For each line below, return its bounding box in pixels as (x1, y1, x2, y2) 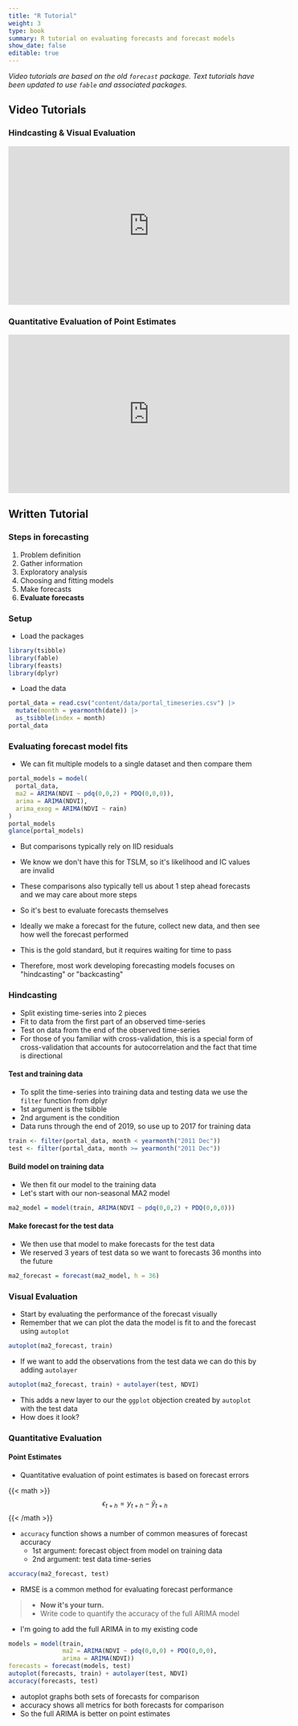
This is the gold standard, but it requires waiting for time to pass (19, 946, 232, 955)
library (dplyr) (8, 669, 59, 677)
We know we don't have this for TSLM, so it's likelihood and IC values (19, 857, 251, 867)
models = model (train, (8, 1640, 84, 1648)
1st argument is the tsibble (19, 1104, 107, 1114)
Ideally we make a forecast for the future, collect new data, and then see (19, 921, 260, 931)
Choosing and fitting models (19, 575, 114, 585)
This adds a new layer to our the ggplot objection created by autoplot (19, 1395, 251, 1405)
